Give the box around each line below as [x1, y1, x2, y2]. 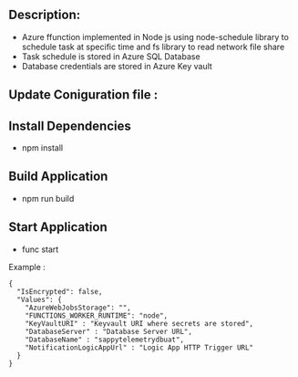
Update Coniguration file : [8, 87, 159, 103]
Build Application [8, 169, 108, 184]
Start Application [8, 219, 108, 236]
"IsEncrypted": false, [16, 287, 103, 296]
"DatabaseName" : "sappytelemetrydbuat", [25, 335, 184, 344]
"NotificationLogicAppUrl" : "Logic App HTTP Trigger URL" [25, 342, 254, 352]
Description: [8, 7, 81, 23]
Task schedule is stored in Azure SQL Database [21, 50, 201, 62]
